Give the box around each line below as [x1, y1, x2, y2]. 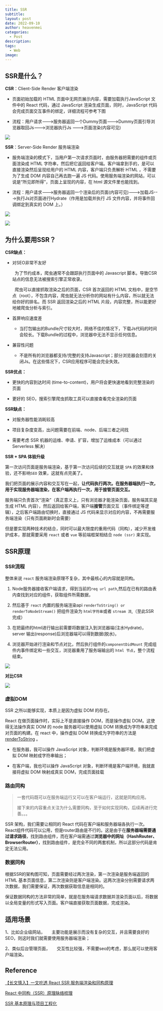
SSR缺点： [5, 406, 27, 412]
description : [5, 39, 32, 44]
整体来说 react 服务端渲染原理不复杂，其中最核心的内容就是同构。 [5, 575, 137, 581]
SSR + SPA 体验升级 [5, 454, 45, 459]
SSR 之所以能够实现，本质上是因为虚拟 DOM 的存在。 [5, 707, 113, 713]
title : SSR [5, 7, 27, 12]
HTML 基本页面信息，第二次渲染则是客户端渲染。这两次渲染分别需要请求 [5, 877, 150, 883]
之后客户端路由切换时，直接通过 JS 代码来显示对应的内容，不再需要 [15, 509, 151, 515]
